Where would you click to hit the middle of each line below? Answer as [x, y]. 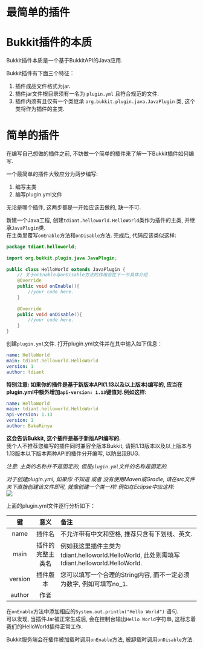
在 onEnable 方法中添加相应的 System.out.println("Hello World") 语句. [92, 611]
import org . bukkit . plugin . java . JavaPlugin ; [62, 258]
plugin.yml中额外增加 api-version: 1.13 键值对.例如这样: [76, 392]
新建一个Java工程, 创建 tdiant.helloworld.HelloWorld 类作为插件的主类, [95, 220]
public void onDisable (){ [50, 315]
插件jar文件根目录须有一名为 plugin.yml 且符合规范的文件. [87, 94]
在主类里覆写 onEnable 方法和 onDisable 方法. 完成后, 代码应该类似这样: [91, 235]
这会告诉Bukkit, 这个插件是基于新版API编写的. [63, 438]
